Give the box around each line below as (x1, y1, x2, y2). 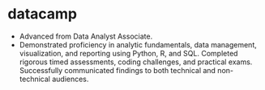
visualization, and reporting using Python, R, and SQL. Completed (19, 48, 238, 58)
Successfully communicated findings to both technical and (19, 65, 216, 75)
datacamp (7, 5, 78, 23)
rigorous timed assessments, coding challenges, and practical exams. (19, 57, 253, 67)
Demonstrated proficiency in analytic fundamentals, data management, (19, 39, 257, 49)
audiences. (51, 74, 89, 84)
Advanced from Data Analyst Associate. (19, 31, 153, 41)
